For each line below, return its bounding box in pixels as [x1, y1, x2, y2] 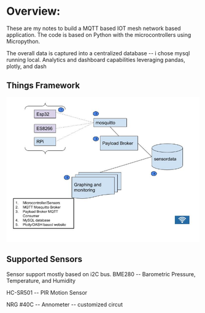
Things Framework [6, 80, 80, 91]
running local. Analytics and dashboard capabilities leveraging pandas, [6, 56, 185, 63]
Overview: [6, 4, 61, 18]
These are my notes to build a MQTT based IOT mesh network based [6, 25, 181, 32]
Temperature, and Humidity [6, 277, 75, 284]
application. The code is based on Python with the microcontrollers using [6, 31, 191, 38]
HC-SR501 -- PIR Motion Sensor [6, 288, 88, 296]
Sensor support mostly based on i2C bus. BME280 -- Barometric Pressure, [6, 270, 196, 277]
